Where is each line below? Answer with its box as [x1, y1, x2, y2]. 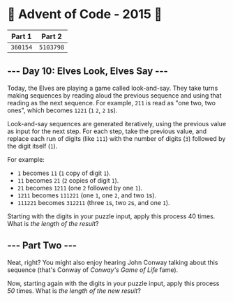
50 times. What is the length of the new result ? [7, 286, 142, 295]
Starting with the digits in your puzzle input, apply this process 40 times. [7, 212, 216, 220]
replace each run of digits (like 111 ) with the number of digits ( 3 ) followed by [7, 134, 226, 142]
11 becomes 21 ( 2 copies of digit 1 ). [17, 176, 119, 184]
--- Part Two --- [7, 240, 77, 252]
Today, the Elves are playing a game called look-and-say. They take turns [7, 84, 218, 92]
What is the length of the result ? [7, 219, 99, 227]
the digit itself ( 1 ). [7, 142, 58, 150]
